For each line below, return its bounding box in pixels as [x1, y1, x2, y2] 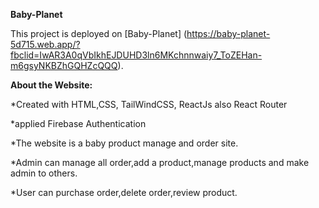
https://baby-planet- [186, 28, 271, 39]
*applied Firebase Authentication [10, 118, 147, 129]
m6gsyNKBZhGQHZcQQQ [10, 60, 118, 71]
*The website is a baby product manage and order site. [10, 137, 239, 149]
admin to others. [10, 167, 78, 179]
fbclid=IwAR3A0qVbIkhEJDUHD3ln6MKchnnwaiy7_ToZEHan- [10, 49, 263, 61]
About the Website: [10, 79, 93, 91]
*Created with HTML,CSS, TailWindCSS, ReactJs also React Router [10, 99, 288, 110]
